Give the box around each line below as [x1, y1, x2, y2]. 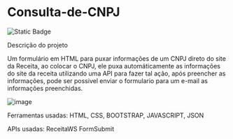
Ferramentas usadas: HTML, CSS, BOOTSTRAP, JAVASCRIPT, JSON [7, 111, 204, 119]
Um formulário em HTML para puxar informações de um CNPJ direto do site [7, 54, 226, 63]
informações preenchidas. [7, 84, 83, 92]
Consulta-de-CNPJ [7, 4, 120, 20]
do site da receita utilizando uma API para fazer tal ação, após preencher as [7, 69, 226, 78]
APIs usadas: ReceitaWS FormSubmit [7, 124, 114, 133]
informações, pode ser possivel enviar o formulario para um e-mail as [7, 76, 209, 85]
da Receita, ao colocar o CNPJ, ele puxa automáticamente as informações [7, 61, 220, 70]
